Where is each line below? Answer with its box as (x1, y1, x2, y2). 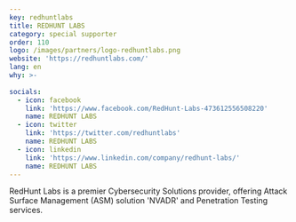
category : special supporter (9, 29, 117, 38)
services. (9, 205, 43, 216)
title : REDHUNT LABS (9, 21, 86, 30)
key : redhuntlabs (9, 12, 74, 22)
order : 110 (9, 37, 50, 47)
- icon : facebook (17, 95, 82, 105)
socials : (9, 87, 42, 96)
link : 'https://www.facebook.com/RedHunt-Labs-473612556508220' (25, 104, 268, 113)
